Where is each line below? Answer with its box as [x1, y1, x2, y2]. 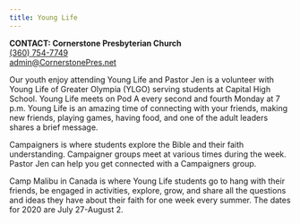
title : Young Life [9, 13, 78, 22]
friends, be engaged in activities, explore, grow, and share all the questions [9, 185, 287, 195]
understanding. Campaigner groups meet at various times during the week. [9, 149, 287, 159]
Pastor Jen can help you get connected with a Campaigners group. [9, 158, 257, 168]
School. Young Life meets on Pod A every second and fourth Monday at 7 [9, 93, 280, 104]
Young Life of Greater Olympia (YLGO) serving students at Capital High [9, 83, 271, 94]
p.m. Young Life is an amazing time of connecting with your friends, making [9, 102, 288, 113]
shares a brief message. [9, 122, 99, 133]
